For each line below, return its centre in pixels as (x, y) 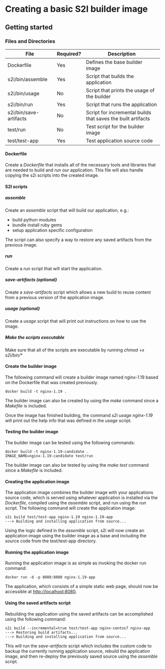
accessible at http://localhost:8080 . (41, 592)
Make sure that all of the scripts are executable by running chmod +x (75, 350)
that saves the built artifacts (118, 118)
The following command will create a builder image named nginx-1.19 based (82, 377)
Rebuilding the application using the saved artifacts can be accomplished (79, 614)
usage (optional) (23, 308)
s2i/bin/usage (24, 93)
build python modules (34, 220)
